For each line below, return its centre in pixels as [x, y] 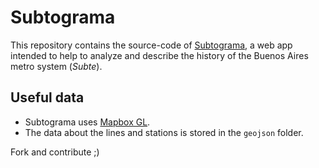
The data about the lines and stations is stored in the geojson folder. [164, 132]
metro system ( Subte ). [56, 66]
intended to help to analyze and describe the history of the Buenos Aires [159, 55]
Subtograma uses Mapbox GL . [87, 122]
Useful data [47, 97]
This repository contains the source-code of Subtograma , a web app [151, 45]
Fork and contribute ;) [55, 152]
